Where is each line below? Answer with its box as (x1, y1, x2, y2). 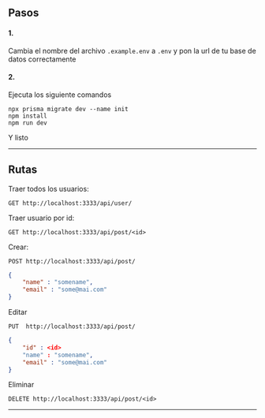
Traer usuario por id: (8, 213, 75, 222)
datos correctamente (8, 54, 77, 64)
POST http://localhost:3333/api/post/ (8, 257, 136, 265)
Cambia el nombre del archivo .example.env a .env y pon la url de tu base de (8, 46, 256, 55)
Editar (8, 308, 28, 317)
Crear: (8, 242, 29, 252)
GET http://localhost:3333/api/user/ (8, 199, 132, 207)
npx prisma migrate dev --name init (8, 105, 129, 113)
